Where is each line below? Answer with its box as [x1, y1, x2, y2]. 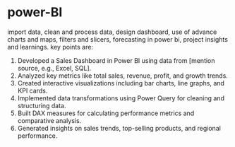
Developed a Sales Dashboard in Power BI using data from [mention [17, 56, 215, 64]
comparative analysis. [17, 116, 82, 124]
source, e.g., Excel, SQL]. [17, 64, 92, 72]
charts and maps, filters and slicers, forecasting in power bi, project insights [7, 35, 228, 43]
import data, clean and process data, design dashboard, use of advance [7, 28, 217, 36]
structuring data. [17, 101, 66, 110]
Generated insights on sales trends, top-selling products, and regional [17, 124, 221, 132]
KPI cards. [17, 86, 48, 95]
